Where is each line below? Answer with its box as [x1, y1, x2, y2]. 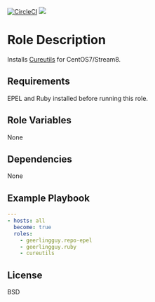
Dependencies [7, 153, 72, 165]
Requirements [7, 76, 70, 88]
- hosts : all [7, 217, 46, 224]
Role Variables [7, 114, 72, 126]
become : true [13, 224, 52, 231]
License [7, 269, 43, 281]
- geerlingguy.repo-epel [20, 237, 93, 244]
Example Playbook [7, 192, 90, 204]
